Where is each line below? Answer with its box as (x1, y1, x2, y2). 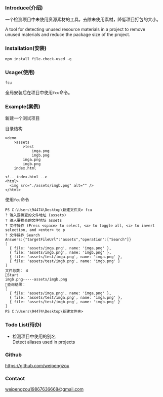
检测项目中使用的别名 (12, 333, 56, 339)
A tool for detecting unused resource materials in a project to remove (5, 26, 146, 33)
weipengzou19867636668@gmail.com (5, 386, 84, 392)
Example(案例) (5, 103, 41, 110)
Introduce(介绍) (5, 4, 43, 11)
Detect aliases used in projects (12, 339, 75, 345)
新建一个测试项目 (5, 115, 40, 121)
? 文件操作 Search (5, 233, 40, 238)
